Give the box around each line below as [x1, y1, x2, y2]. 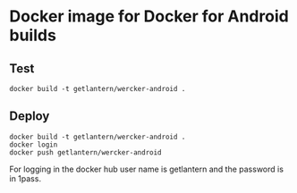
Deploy [9, 109, 50, 124]
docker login [9, 140, 58, 149]
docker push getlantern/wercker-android [9, 147, 163, 157]
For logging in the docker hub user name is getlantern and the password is [9, 164, 284, 174]
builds [9, 25, 56, 46]
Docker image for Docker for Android [9, 6, 289, 27]
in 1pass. [9, 172, 42, 184]
